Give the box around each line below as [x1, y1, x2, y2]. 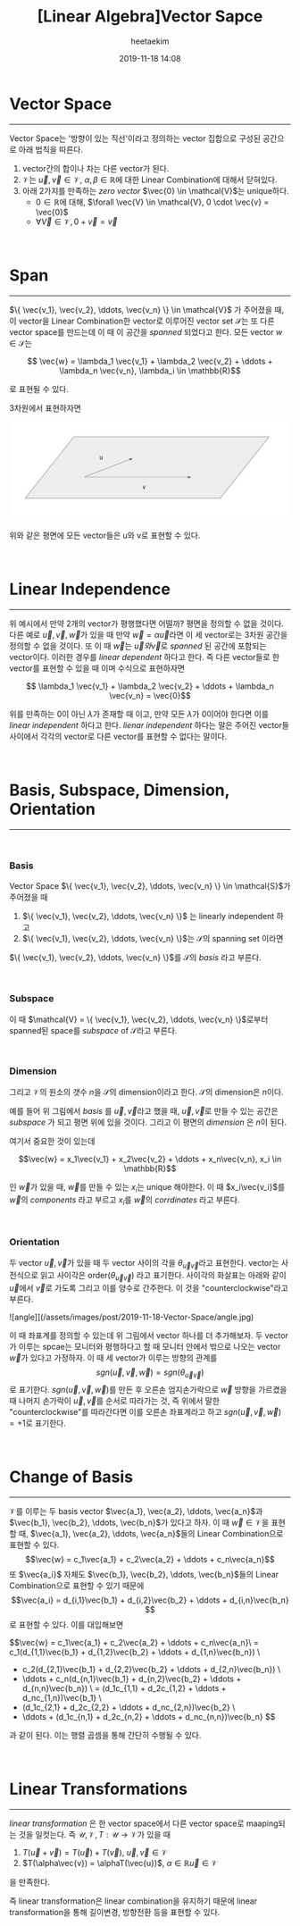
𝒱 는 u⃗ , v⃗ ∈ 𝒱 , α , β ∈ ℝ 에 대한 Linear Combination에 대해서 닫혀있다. [21, 174, 278, 185]
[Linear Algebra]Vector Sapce [37, 6, 263, 27]
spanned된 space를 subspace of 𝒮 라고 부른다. [9, 1025, 178, 1035]
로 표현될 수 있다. [9, 383, 70, 394]
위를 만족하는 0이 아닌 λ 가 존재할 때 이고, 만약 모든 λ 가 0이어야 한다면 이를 [9, 708, 270, 719]
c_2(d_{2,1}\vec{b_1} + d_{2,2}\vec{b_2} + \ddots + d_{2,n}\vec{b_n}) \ [21, 1664, 281, 1675]
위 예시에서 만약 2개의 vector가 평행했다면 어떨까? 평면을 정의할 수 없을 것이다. [9, 618, 284, 629]
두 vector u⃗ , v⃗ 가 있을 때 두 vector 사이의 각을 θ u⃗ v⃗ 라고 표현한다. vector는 [9, 1257, 279, 1270]
